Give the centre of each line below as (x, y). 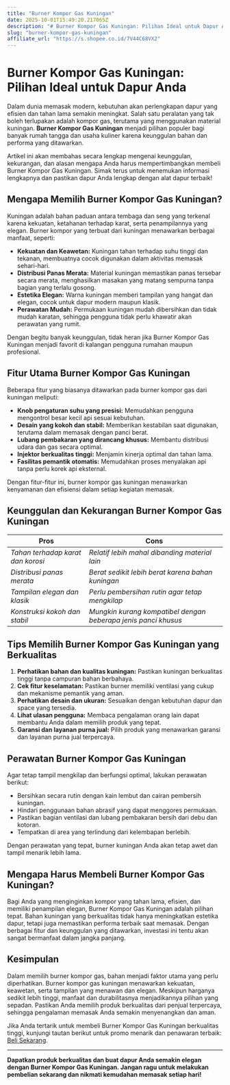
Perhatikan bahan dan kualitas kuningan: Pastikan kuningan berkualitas (119, 672)
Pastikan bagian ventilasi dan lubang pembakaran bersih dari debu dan (117, 818)
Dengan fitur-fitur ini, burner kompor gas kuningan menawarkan (98, 482)
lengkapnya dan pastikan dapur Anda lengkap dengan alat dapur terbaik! (110, 178)
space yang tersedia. (47, 708)
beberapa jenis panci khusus (136, 620)
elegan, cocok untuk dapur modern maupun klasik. (89, 302)
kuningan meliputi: (33, 397)
